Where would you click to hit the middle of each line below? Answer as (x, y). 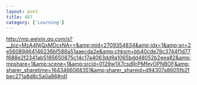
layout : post (22, 11)
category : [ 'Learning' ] (35, 22)
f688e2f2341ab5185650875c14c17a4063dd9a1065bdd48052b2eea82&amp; (98, 58)
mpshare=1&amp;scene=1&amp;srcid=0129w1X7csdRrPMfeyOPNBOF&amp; (98, 64)
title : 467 (19, 17)
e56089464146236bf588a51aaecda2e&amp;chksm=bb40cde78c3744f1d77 (98, 52)
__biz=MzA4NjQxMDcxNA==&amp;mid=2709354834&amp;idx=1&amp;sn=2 (98, 45)
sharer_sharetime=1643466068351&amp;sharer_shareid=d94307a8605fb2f (98, 70)
